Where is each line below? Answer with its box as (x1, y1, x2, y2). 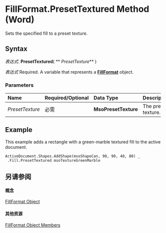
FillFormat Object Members (5, 222, 61, 228)
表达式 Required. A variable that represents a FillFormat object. (5, 69, 134, 75)
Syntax (5, 45, 28, 53)
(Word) (5, 14, 35, 25)
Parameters (5, 82, 34, 89)
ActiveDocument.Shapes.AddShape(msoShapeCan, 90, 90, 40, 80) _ (5, 153, 140, 159)
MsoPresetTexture (93, 106, 138, 113)
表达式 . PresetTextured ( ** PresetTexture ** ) (5, 58, 97, 64)
